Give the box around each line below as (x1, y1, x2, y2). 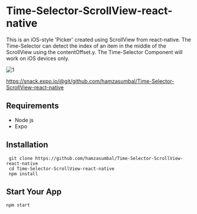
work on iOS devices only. (6, 55, 70, 62)
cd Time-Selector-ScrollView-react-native (8, 166, 115, 172)
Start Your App (6, 186, 62, 196)
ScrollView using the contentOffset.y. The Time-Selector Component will (6, 48, 183, 55)
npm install (8, 170, 38, 177)
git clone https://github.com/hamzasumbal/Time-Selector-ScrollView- (8, 155, 183, 161)
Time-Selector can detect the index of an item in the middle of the (6, 42, 166, 49)
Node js (14, 116, 34, 123)
